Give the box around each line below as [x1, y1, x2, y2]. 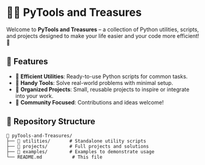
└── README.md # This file [6, 154, 103, 160]
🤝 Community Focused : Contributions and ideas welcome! [15, 98, 164, 106]
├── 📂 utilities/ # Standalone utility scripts [6, 137, 147, 144]
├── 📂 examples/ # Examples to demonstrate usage [6, 148, 155, 155]
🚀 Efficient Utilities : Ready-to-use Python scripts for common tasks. [15, 73, 188, 80]
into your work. [15, 92, 54, 100]
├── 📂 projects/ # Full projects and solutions [6, 143, 149, 149]
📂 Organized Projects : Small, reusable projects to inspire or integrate [15, 86, 190, 93]
